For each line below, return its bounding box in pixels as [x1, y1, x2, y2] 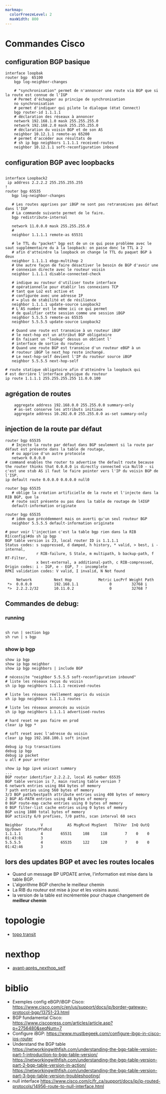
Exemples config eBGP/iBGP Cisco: [12, 999, 85, 1005]
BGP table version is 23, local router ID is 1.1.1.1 [5, 538, 119, 543]
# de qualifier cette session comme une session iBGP [11, 311, 125, 316]
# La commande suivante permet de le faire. [11, 211, 106, 216]
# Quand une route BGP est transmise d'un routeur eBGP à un [11, 346, 141, 351]
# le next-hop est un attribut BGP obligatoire [11, 333, 112, 338]
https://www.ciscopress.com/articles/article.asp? [12, 1020, 113, 1026]
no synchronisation [14, 101, 55, 106]
